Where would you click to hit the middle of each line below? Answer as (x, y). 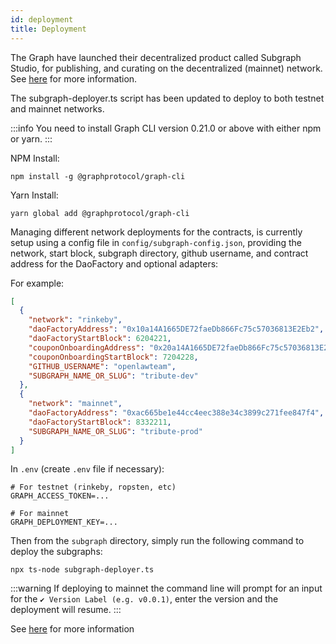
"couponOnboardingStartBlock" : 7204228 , (113, 357)
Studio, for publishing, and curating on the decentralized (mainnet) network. (166, 68)
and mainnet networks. (57, 108)
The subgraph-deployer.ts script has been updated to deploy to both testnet (167, 98)
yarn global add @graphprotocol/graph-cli (100, 213)
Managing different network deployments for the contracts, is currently (156, 232)
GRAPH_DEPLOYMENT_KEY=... (64, 522)
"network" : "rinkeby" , (75, 320)
